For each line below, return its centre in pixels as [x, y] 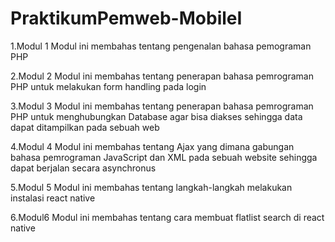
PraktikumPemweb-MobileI [126, 18]
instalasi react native [53, 198]
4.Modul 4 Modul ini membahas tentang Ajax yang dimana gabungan [152, 146]
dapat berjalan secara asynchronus [83, 168]
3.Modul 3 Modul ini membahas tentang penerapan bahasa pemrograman [162, 106]
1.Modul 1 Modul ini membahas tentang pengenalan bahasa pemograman [161, 46]
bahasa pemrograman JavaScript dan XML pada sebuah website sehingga [164, 157]
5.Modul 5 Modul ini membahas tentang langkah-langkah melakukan [151, 187]
